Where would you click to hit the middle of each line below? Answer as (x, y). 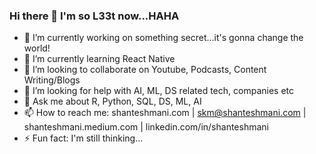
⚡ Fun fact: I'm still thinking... (83, 138)
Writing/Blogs (52, 80)
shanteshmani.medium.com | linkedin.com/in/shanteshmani (146, 127)
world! (37, 48)
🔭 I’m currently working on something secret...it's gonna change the (163, 38)
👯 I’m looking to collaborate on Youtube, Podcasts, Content (145, 70)
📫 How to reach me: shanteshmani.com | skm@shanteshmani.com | (165, 113)
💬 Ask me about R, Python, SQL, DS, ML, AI (112, 101)
